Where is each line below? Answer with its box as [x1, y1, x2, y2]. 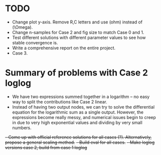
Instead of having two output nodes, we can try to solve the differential [12, 104, 155, 110]
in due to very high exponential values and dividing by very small [12, 119, 142, 125]
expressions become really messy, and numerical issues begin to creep [12, 114, 156, 120]
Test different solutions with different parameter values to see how [12, 35, 146, 40]
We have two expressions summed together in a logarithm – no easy [12, 94, 150, 99]
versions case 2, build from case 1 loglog [5, 144, 87, 150]
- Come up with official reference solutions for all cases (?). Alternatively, [5, 134, 152, 140]
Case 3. [12, 50, 28, 56]
